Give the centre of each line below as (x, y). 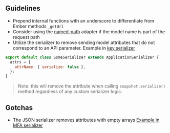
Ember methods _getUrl (38, 26)
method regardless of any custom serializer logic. (70, 92)
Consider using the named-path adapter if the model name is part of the (89, 31)
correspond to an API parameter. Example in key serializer (74, 48)
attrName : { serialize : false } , (50, 67)
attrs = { (20, 62)
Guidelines (23, 8)
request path (26, 37)
